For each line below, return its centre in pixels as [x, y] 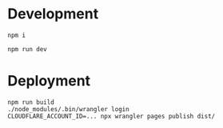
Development [53, 14]
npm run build [31, 102]
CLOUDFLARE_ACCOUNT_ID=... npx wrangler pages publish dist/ [111, 116]
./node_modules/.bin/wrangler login [68, 109]
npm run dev [27, 49]
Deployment [49, 81]
